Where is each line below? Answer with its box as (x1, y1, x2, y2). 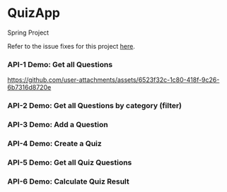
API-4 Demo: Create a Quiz (7, 139, 103, 148)
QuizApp (7, 5, 61, 21)
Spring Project (7, 28, 50, 37)
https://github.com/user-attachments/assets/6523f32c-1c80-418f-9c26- (7, 76, 220, 84)
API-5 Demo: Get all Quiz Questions (7, 157, 132, 167)
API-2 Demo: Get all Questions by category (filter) (7, 101, 182, 111)
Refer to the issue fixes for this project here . (7, 42, 136, 50)
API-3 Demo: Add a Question (7, 120, 108, 130)
